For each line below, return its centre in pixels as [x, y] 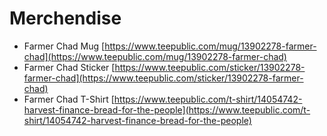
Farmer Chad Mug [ [64, 46]
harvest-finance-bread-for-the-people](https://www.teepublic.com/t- [167, 109]
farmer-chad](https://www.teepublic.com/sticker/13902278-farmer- [163, 78]
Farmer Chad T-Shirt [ [69, 99]
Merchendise [65, 18]
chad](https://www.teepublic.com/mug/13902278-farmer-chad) [155, 56]
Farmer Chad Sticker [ [69, 67]
